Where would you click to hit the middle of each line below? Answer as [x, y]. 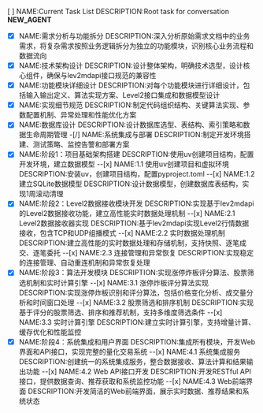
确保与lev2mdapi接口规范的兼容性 [101, 76]
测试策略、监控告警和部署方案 [81, 144]
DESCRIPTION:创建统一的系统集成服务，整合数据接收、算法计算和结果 [133, 361]
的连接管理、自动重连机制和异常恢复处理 [84, 262]
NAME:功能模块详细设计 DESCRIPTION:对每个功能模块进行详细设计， [131, 85]
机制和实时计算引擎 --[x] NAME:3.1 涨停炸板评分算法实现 [117, 282]
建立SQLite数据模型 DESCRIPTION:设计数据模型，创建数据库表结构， [130, 184]
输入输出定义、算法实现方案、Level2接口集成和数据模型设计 [123, 95]
